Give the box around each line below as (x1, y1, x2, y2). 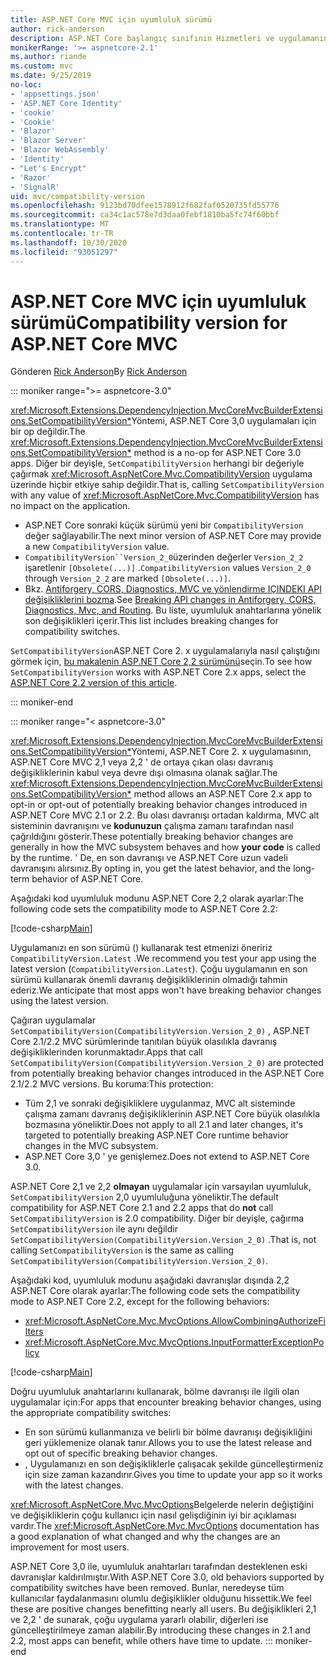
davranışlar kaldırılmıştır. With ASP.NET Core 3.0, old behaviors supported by (10, 1571, 325, 1583)
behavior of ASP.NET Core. (31, 873, 144, 885)
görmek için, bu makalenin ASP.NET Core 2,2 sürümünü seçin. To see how (10, 656, 313, 668)
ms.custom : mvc (10, 61, 74, 71)
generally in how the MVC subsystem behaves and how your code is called (10, 841, 321, 853)
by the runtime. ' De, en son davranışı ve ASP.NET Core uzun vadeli (10, 852, 288, 864)
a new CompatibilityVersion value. (24, 541, 170, 553)
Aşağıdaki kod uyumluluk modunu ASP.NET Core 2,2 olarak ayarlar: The (10, 892, 304, 905)
